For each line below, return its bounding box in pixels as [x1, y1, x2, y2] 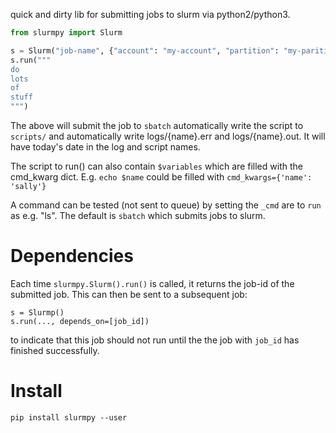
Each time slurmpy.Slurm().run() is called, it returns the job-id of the [10, 277, 295, 289]
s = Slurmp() [10, 307, 65, 318]
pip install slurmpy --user [10, 412, 128, 423]
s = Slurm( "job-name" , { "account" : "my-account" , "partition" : [10, 45, 280, 56]
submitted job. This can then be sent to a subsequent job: [10, 288, 248, 300]
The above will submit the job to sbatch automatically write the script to [10, 120, 304, 131]
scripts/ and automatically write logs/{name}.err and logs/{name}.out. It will [10, 130, 326, 142]
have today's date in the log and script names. [10, 141, 201, 153]
